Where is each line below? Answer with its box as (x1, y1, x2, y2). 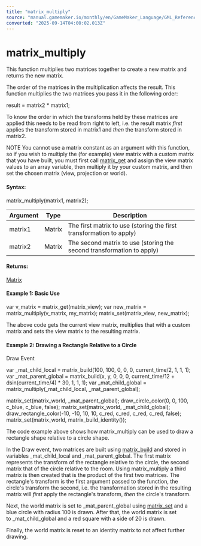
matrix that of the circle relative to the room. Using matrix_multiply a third (6, 465, 187, 472)
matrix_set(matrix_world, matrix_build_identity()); (6, 416, 127, 423)
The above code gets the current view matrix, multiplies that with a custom (6, 321, 191, 328)
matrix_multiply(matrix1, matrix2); (6, 196, 89, 204)
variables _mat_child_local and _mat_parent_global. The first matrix (6, 452, 171, 460)
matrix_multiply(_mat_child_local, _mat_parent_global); (6, 386, 141, 393)
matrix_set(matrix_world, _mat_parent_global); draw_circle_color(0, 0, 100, (6, 397, 188, 404)
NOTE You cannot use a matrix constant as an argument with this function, (6, 144, 190, 151)
